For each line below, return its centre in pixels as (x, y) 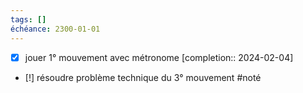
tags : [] (28, 19)
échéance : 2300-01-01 (55, 29)
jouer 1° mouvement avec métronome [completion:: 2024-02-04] (159, 57)
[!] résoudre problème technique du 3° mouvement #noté (143, 77)
